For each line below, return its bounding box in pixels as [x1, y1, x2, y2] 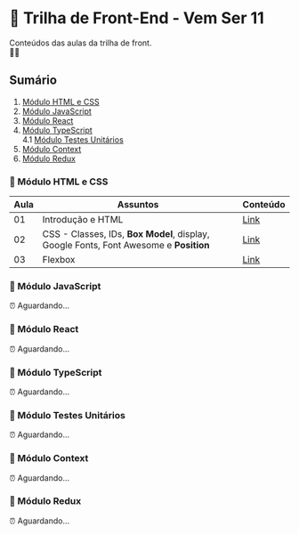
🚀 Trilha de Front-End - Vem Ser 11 [9, 8, 264, 28]
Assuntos [117, 199, 159, 211]
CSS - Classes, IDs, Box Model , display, [42, 228, 211, 240]
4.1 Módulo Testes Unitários [21, 134, 125, 145]
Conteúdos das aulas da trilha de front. [9, 37, 152, 48]
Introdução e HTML [42, 214, 124, 226]
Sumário [9, 73, 58, 88]
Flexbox [42, 254, 76, 266]
